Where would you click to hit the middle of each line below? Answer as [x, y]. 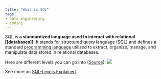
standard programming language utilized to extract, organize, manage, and [80, 47]
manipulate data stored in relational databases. [52, 52]
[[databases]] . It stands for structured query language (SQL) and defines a [81, 42]
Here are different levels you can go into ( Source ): [56, 62]
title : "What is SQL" [27, 9]
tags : [11, 14]
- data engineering [25, 18]
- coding [14, 23]
